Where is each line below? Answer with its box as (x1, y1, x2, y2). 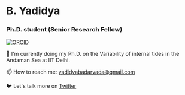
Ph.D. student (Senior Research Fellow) (6, 26, 123, 34)
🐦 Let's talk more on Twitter (6, 83, 77, 90)
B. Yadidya (6, 4, 60, 18)
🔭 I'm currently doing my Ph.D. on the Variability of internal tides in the (6, 50, 180, 58)
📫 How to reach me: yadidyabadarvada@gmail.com (6, 68, 135, 75)
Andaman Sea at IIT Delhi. (6, 56, 71, 64)
